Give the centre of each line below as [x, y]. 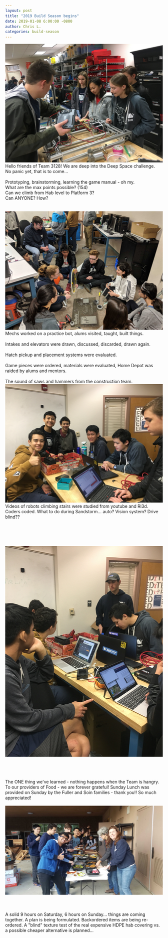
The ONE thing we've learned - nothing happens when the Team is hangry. [82, 782]
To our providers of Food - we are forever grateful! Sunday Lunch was [77, 787]
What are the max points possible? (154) [47, 188]
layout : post [19, 11]
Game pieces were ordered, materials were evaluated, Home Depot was [79, 366]
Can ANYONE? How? [27, 198]
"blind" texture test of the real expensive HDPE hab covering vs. [94, 925]
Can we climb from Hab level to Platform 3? [50, 193]
